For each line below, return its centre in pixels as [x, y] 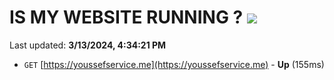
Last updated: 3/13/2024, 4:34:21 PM [88, 45]
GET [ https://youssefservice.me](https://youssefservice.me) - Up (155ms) [174, 64]
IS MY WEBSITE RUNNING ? [126, 17]
